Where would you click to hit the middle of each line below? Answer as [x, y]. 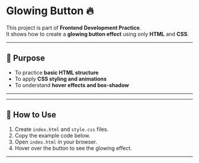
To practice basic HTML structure [57, 72]
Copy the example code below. [52, 135]
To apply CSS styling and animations [61, 79]
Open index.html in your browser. [56, 142]
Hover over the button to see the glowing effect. [73, 148]
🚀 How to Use [31, 115]
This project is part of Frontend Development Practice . [74, 27]
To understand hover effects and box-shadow [72, 85]
